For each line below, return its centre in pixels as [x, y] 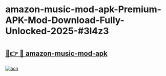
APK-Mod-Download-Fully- [65, 20]
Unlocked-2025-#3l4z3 [57, 31]
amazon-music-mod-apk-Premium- [83, 9]
